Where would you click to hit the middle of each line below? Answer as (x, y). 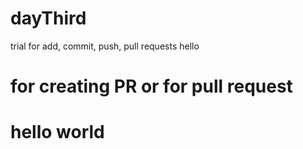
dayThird (48, 18)
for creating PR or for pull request (151, 86)
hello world (57, 132)
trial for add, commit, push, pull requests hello (105, 46)
